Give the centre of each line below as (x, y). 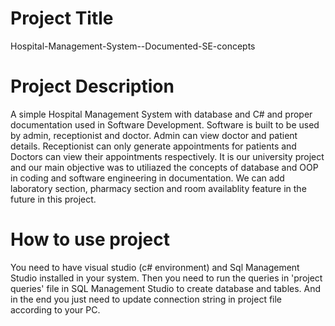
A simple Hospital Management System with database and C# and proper (161, 114)
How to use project (90, 239)
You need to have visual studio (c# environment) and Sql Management (155, 267)
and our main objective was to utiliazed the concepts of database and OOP (164, 167)
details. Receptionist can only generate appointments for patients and (153, 146)
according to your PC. (55, 309)
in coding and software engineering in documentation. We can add (147, 178)
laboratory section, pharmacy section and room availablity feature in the (158, 188)
